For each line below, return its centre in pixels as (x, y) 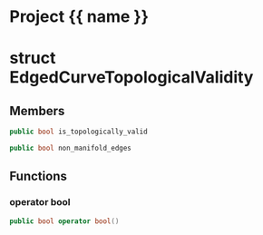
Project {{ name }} (79, 17)
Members (37, 111)
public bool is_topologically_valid (78, 132)
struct (33, 59)
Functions (39, 176)
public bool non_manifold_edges (70, 148)
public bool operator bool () (64, 221)
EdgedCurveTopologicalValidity (131, 78)
